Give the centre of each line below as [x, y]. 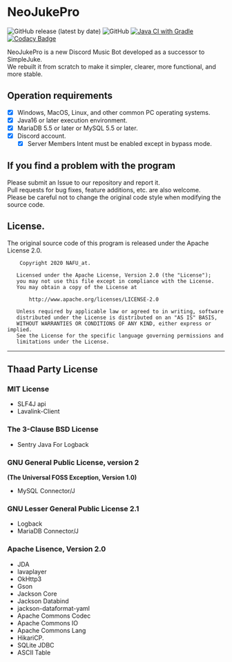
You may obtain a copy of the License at [77, 287]
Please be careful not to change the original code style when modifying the [114, 197]
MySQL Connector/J [46, 490]
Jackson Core [37, 594]
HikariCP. [30, 638]
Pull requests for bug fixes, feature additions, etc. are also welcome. [104, 190]
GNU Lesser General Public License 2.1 [73, 508]
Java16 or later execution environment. [72, 120]
